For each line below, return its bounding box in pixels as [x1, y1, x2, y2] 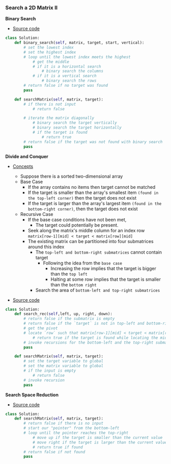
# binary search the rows [41, 78, 97, 83]
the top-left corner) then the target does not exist [27, 194, 137, 201]
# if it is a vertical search [32, 74, 97, 79]
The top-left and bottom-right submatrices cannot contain [35, 249, 162, 255]
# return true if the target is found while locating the [32, 335, 158, 340]
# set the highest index [23, 50, 76, 55]
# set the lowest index [23, 45, 74, 50]
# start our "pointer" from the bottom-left [23, 426, 120, 431]
